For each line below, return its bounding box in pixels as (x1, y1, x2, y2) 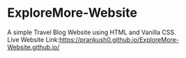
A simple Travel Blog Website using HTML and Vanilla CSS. (7, 28, 176, 36)
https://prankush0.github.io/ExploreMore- (59, 35, 179, 43)
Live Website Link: (7, 35, 60, 43)
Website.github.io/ (7, 43, 60, 51)
